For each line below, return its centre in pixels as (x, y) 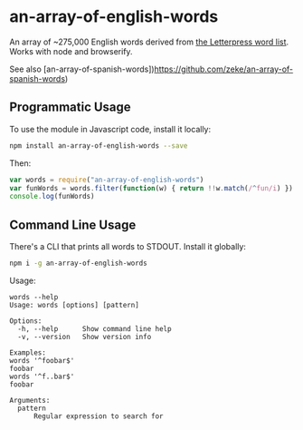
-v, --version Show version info (85, 337)
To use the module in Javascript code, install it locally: (110, 129)
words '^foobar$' (42, 360)
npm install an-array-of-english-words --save (99, 146)
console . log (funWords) (52, 197)
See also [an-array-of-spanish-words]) (82, 69)
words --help (34, 297)
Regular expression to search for (99, 416)
